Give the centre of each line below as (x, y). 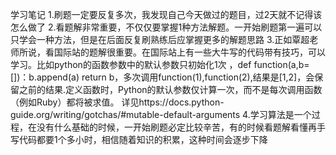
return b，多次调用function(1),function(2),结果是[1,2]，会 (198, 77)
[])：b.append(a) (45, 77)
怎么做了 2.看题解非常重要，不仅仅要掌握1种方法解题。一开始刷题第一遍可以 (166, 27)
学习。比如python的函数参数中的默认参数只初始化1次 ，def (131, 64)
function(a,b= (281, 64)
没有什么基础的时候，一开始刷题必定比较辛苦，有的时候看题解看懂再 (176, 127)
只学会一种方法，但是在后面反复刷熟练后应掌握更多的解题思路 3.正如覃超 (160, 39)
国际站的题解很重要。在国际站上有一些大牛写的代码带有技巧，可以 (189, 52)
